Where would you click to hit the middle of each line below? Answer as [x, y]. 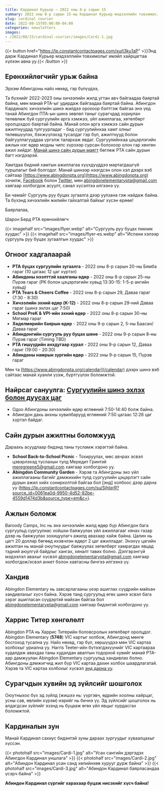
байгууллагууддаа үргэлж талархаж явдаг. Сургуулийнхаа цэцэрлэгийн [81, 140]
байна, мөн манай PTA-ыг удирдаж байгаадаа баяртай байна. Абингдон [80, 103]
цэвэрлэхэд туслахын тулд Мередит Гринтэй [59, 462]
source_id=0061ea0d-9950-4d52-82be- [53, 493]
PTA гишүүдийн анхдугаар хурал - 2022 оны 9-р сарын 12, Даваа [82, 344]
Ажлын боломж [31, 514]
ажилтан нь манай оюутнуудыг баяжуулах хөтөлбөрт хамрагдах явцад [80, 546]
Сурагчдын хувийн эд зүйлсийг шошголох [74, 683]
